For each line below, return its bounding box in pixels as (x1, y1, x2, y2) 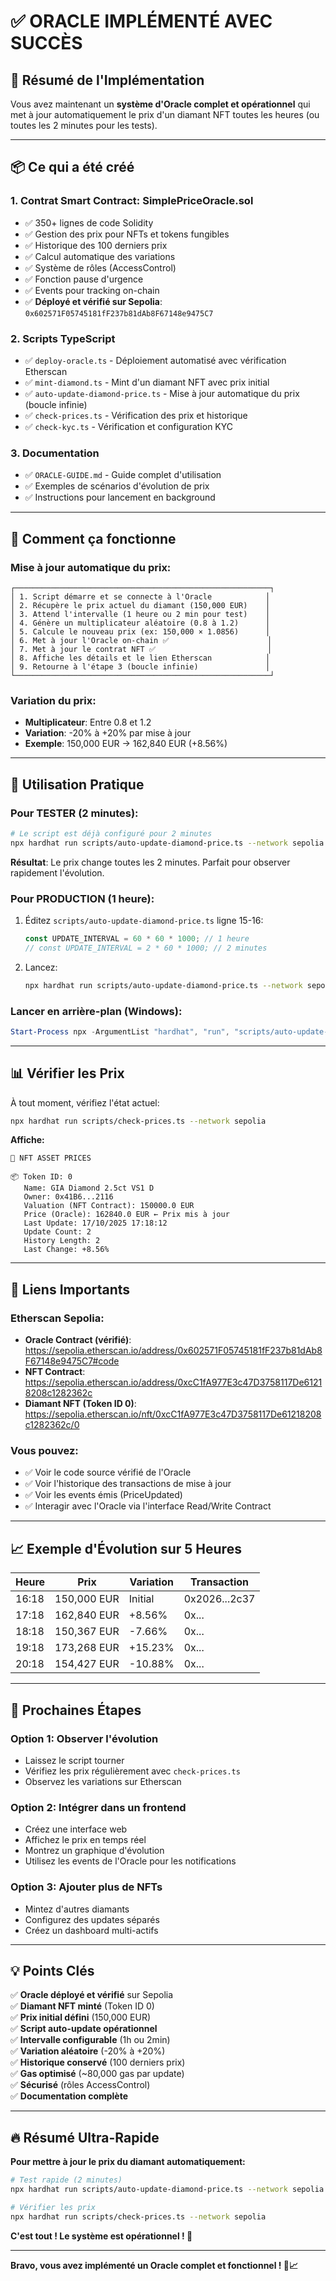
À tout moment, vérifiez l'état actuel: (10, 1096, 160, 1109)
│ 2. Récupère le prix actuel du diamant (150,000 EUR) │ (10, 600, 271, 610)
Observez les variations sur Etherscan (24, 1775, 182, 1787)
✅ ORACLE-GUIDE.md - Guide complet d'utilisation (24, 469, 222, 481)
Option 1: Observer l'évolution (10, 1731, 159, 1745)
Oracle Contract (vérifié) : (24, 1334, 132, 1346)
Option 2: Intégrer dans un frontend (10, 1800, 187, 1814)
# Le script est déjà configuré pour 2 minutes (10, 828, 213, 839)
